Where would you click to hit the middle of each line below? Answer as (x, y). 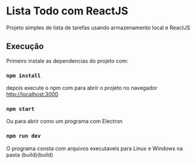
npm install (24, 75)
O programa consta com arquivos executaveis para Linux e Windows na (95, 148)
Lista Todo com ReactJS (67, 11)
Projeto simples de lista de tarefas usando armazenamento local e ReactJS (98, 28)
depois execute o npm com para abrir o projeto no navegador (82, 88)
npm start (20, 109)
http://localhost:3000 (32, 95)
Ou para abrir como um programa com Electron (65, 122)
